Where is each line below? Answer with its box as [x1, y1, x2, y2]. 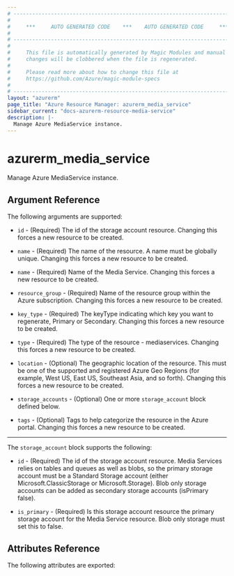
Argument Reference [7, 193, 100, 206]
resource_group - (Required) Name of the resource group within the [17, 289, 211, 297]
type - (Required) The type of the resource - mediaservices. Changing [17, 338, 219, 346]
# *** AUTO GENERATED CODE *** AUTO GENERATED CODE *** [7, 23, 229, 30]
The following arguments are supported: [7, 212, 123, 221]
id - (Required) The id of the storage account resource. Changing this [17, 226, 218, 235]
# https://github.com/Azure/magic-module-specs [7, 75, 160, 82]
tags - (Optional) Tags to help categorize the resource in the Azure [17, 416, 209, 424]
